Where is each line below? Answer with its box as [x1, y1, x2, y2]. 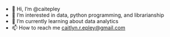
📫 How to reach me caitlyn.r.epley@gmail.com [11, 24, 125, 31]
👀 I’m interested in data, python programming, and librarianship [11, 12, 164, 18]
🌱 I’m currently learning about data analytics [11, 18, 119, 24]
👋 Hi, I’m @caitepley [11, 6, 60, 12]
